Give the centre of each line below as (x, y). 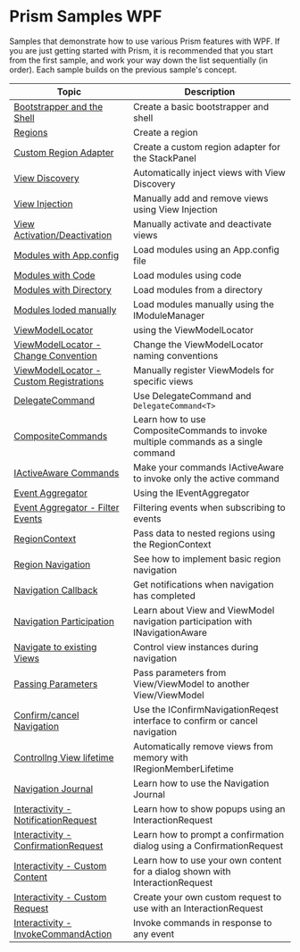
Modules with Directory (62, 289)
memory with (161, 757)
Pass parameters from (180, 672)
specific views (163, 381)
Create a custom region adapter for (207, 146)
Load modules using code (187, 275)
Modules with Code (54, 275)
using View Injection (175, 209)
